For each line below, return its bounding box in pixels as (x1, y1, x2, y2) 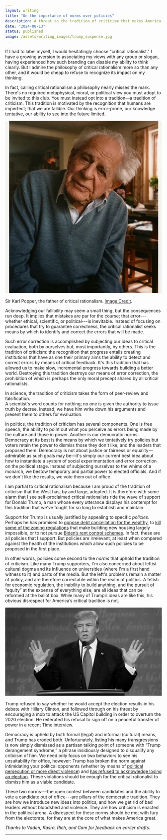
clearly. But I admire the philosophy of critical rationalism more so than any (5, 65, 158, 70)
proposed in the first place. (5, 546, 61, 552)
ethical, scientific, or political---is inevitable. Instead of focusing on (23, 318, 161, 324)
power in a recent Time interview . (5, 722, 74, 728)
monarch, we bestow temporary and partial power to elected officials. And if (5, 468, 162, 474)
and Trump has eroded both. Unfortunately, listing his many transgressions (5, 737, 159, 743)
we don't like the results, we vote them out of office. (5, 474, 112, 480)
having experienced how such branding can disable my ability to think (5, 59, 149, 65)
